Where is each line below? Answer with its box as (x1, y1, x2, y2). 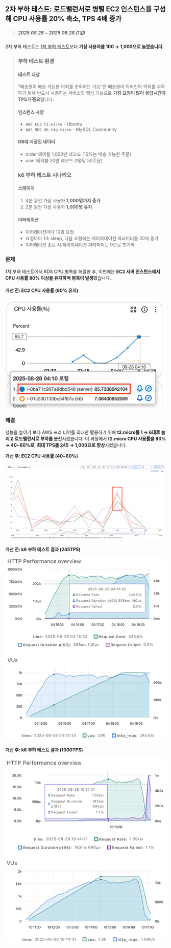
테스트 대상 (17, 71, 40, 77)
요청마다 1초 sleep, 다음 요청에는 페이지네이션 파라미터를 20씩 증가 (25, 235, 159, 242)
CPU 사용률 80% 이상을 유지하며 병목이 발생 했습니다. (5, 275, 111, 281)
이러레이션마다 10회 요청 (25, 229, 74, 235)
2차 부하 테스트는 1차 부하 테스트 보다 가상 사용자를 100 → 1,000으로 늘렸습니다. (5, 44, 164, 50)
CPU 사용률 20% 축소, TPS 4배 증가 (13, 14, 121, 23)
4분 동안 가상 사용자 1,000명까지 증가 (25, 198, 101, 204)
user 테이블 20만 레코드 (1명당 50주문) (25, 157, 103, 163)
